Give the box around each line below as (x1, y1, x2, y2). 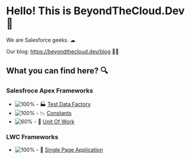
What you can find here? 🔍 (6, 66, 109, 76)
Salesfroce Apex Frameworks (6, 87, 93, 95)
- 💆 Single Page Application (36, 146, 103, 153)
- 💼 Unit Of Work (34, 117, 75, 125)
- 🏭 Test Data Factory (36, 100, 91, 107)
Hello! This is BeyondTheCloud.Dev (6, 4, 185, 18)
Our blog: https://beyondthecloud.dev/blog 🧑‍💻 (6, 47, 119, 55)
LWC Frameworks (6, 132, 59, 141)
